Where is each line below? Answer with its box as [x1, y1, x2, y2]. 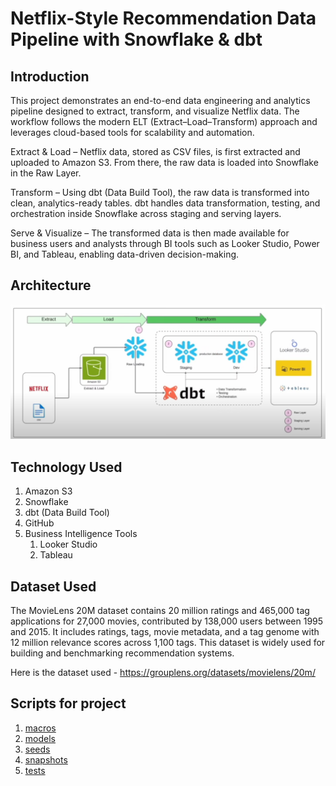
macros [24, 722, 57, 734]
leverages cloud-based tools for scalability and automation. [10, 127, 255, 138]
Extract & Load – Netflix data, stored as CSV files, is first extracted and [10, 146, 301, 157]
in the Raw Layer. [10, 167, 82, 179]
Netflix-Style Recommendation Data [10, 7, 317, 30]
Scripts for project [10, 695, 127, 712]
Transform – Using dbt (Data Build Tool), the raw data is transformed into [10, 187, 310, 198]
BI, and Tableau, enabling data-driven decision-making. [10, 248, 240, 260]
